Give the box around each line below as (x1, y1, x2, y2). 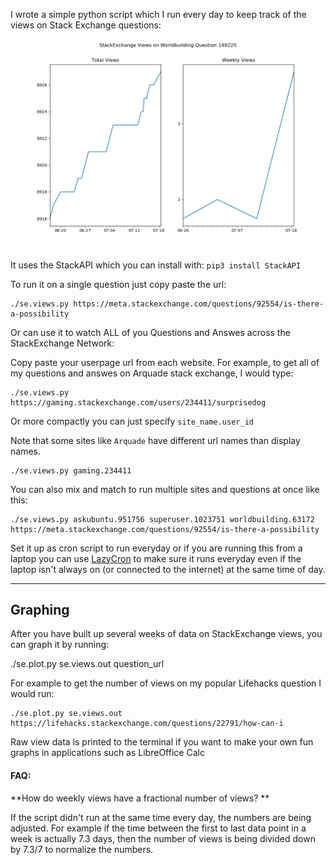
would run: (10, 688, 55, 700)
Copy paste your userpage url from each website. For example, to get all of (10, 356, 320, 368)
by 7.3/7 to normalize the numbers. (10, 843, 154, 855)
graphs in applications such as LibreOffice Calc (10, 747, 205, 759)
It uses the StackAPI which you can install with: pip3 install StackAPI (10, 259, 302, 271)
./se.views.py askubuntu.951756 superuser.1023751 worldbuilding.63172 (10, 514, 315, 524)
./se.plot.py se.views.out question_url (10, 658, 165, 670)
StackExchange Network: (10, 337, 115, 349)
